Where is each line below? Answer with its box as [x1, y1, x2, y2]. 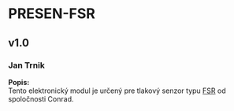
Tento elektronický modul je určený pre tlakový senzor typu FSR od [8, 86, 226, 95]
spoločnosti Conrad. [8, 94, 74, 103]
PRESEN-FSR [8, 5, 96, 23]
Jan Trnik [8, 60, 46, 71]
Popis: [8, 77, 30, 87]
